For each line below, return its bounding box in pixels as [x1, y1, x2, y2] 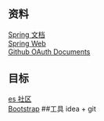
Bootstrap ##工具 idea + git [8, 104, 96, 113]
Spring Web [8, 38, 46, 48]
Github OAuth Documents [8, 46, 91, 57]
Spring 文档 [8, 30, 45, 39]
